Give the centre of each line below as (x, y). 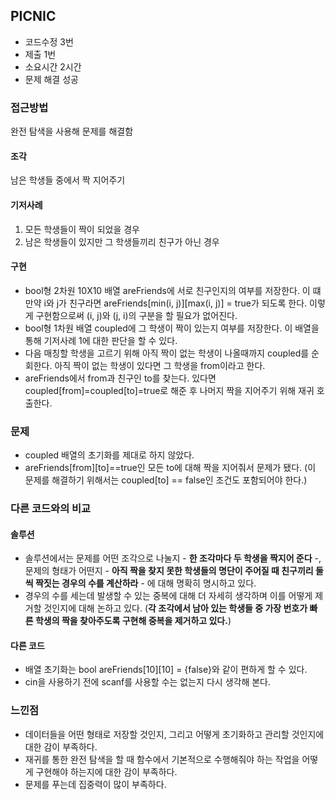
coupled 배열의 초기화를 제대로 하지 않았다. (109, 455)
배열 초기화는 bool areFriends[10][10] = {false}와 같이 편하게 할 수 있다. (166, 670)
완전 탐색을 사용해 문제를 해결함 (72, 131)
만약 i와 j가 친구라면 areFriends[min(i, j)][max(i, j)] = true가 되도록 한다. (166, 303)
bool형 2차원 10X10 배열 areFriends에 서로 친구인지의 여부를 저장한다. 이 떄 (173, 290)
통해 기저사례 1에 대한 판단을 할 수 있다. (101, 340)
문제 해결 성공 (51, 79)
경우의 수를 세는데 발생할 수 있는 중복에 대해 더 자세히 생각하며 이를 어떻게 (168, 596)
